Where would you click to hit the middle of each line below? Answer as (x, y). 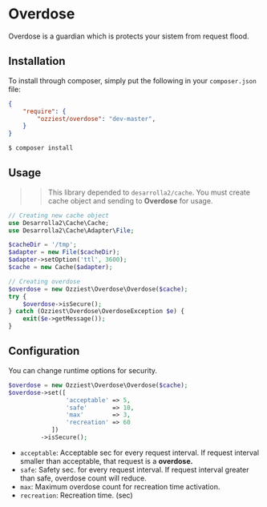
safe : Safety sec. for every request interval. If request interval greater (134, 469)
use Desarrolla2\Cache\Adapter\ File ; (71, 230)
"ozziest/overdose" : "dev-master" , (97, 119)
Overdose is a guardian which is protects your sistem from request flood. (129, 36)
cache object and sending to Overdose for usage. (130, 200)
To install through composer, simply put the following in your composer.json (132, 80)
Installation (37, 61)
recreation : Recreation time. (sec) (77, 495)
